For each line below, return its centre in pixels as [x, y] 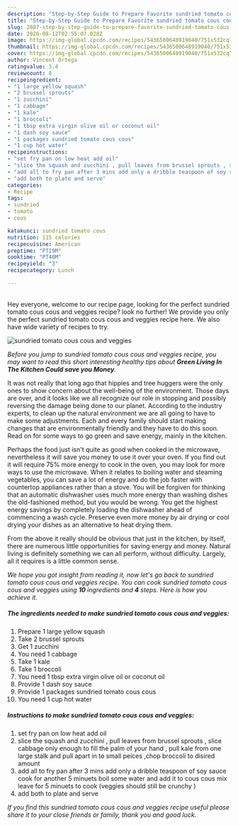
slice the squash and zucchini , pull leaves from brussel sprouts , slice [119, 740]
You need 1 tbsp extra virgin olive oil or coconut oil [91, 677]
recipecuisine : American [44, 244]
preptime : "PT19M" [34, 251]
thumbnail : [23, 47]
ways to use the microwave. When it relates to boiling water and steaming [115, 472]
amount [29, 763]
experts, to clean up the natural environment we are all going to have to [111, 413]
